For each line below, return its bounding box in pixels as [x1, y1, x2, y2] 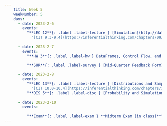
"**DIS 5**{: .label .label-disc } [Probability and [26, 90, 139, 95]
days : [13, 16, 25, 21]
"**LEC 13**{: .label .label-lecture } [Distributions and [26, 81, 153, 86]
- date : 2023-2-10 [17, 100, 56, 105]
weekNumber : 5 [13, 12, 43, 17]
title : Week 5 [13, 7, 43, 12]
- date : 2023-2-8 [17, 72, 54, 77]
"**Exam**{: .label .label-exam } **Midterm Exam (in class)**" [26, 114, 164, 119]
